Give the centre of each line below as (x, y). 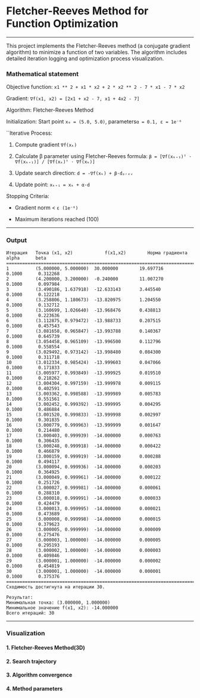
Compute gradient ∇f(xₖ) (46, 145)
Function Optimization (62, 24)
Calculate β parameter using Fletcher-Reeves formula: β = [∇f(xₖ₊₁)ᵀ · (103, 156)
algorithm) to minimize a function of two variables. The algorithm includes (97, 52)
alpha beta (26, 258)
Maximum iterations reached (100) (57, 220)
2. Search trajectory (31, 661)
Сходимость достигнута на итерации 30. (56, 587)
